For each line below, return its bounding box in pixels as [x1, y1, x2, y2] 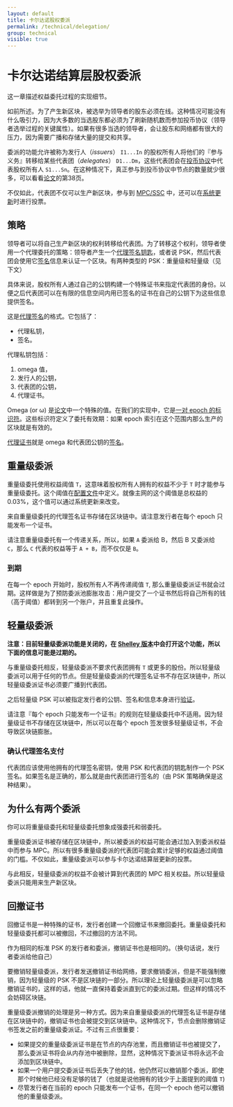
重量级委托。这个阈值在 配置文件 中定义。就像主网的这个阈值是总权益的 [7, 489, 208, 497]
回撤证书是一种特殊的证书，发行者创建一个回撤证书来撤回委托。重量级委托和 [7, 920, 226, 929]
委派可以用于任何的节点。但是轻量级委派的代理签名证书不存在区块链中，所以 [7, 671, 226, 680]
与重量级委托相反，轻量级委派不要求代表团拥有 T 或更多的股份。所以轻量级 [7, 663, 221, 671]
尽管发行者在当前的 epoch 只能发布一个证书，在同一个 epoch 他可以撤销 [17, 1083, 225, 1092]
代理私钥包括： [7, 350, 50, 358]
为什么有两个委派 [7, 803, 80, 815]
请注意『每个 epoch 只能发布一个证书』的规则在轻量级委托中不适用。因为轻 [7, 709, 223, 718]
